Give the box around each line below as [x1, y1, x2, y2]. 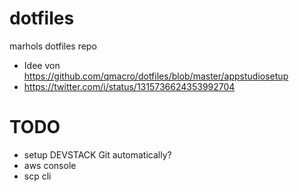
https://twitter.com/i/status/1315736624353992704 [23, 80, 236, 92]
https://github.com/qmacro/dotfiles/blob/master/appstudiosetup [23, 70, 289, 82]
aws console [23, 159, 77, 171]
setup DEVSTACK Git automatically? [23, 148, 172, 161]
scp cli [23, 170, 52, 182]
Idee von [23, 59, 61, 71]
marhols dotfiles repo [9, 40, 97, 52]
